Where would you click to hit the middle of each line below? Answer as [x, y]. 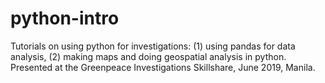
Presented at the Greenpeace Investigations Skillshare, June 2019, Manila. [163, 67]
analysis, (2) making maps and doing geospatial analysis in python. [148, 56]
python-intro [65, 18]
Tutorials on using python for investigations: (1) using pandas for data [153, 46]
